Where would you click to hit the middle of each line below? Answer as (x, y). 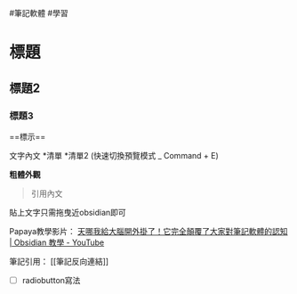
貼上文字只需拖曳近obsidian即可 (68, 212)
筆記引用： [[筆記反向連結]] (59, 261)
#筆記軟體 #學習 (39, 13)
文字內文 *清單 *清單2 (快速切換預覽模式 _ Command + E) (114, 155)
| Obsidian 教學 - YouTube (57, 242)
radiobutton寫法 (51, 280)
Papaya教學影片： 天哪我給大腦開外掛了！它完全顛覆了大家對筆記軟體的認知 (148, 231)
